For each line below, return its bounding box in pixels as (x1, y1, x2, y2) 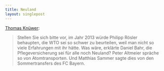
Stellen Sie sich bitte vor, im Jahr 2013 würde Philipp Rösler (17, 35, 138, 40)
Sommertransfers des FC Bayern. (17, 60, 85, 66)
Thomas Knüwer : (5, 25, 40, 31)
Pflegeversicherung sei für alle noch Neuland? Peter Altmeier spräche (17, 50, 159, 56)
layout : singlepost (5, 12, 45, 17)
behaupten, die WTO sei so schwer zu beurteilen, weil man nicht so (17, 39, 154, 45)
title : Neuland (5, 7, 36, 12)
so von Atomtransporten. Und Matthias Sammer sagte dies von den (17, 55, 154, 61)
